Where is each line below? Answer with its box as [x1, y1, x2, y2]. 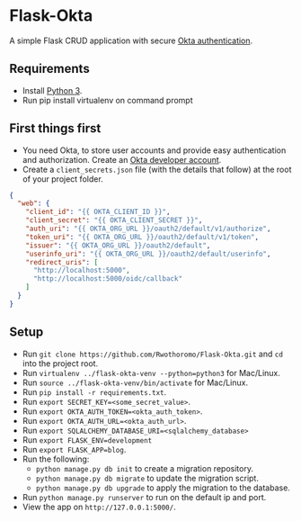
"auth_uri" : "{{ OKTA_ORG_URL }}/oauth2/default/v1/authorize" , [25, 224, 271, 234]
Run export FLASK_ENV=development [22, 434, 153, 445]
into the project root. [22, 357, 99, 369]
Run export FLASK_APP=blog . [22, 444, 127, 454]
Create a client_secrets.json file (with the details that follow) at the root [22, 164, 292, 175]
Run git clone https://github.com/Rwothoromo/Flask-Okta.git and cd [22, 348, 283, 359]
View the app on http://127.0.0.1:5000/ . [22, 501, 177, 512]
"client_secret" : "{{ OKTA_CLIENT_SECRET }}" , [25, 216, 203, 225]
